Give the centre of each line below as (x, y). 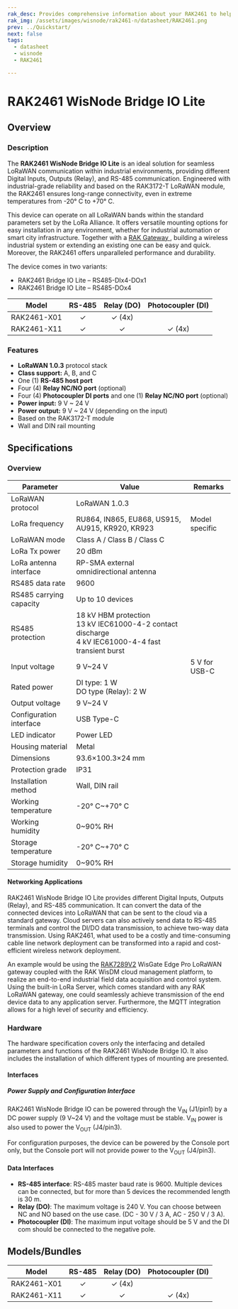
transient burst (101, 651)
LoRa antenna (34, 563)
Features (23, 350)
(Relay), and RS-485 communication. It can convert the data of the (104, 905)
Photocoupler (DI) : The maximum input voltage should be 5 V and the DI (124, 1222)
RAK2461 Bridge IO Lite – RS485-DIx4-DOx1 (82, 280)
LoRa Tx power (36, 551)
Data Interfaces (31, 1168)
